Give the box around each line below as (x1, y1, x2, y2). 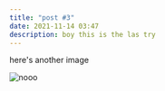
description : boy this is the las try (9, 30, 156, 39)
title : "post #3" (9, 13, 75, 23)
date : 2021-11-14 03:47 (9, 22, 100, 31)
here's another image (9, 55, 89, 66)
